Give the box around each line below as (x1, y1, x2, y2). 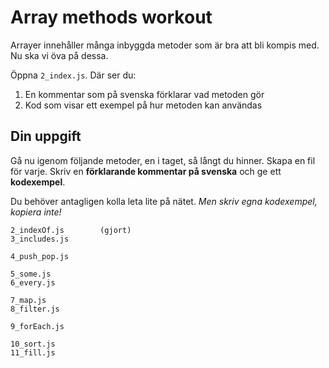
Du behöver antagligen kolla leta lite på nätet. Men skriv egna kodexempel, (10, 195, 318, 207)
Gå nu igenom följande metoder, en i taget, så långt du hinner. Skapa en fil (10, 154, 316, 166)
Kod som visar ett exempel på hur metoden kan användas (24, 99, 263, 111)
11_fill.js (10, 347, 56, 358)
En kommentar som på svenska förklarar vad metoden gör (24, 88, 265, 100)
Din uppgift (10, 128, 82, 145)
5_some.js (10, 269, 52, 279)
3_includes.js (10, 234, 70, 244)
